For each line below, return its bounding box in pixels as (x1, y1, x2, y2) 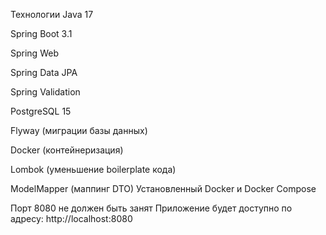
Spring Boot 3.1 (10, 28, 73, 39)
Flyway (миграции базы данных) (10, 125, 148, 136)
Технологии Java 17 (10, 9, 94, 20)
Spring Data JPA (10, 67, 78, 78)
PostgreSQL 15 (10, 105, 72, 117)
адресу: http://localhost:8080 (10, 213, 133, 224)
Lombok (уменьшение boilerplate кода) (10, 164, 177, 175)
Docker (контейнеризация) (10, 144, 124, 156)
